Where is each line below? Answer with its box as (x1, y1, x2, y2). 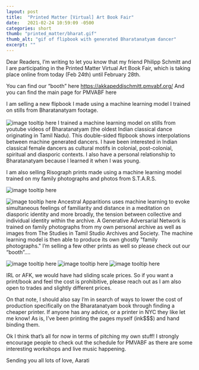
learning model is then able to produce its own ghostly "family (6, 236, 158, 243)
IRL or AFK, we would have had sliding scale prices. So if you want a (6, 271, 173, 278)
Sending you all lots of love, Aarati (6, 356, 90, 363)
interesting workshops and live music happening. (6, 345, 127, 352)
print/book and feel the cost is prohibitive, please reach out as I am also (6, 278, 181, 285)
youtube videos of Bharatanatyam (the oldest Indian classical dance (6, 126, 172, 133)
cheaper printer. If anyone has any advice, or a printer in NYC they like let (6, 308, 186, 315)
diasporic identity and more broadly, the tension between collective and (6, 211, 182, 218)
